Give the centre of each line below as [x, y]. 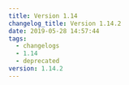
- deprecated [38, 62]
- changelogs [38, 46]
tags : [17, 38]
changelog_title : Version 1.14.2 [65, 23]
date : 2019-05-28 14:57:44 [54, 31]
